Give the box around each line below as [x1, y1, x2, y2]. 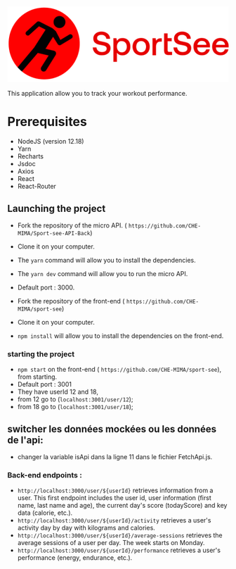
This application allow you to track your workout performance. [7, 89, 188, 98]
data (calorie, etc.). [17, 508, 73, 517]
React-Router [17, 182, 56, 191]
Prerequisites [7, 114, 88, 130]
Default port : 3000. [17, 283, 75, 292]
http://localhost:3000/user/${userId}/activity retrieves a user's [17, 516, 211, 525]
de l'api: [7, 434, 44, 446]
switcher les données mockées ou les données [7, 423, 216, 435]
